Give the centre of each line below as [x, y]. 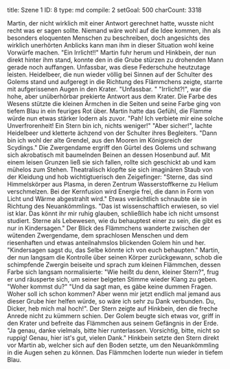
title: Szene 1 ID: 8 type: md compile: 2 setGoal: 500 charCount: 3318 [105, 10]
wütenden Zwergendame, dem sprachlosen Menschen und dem [98, 235]
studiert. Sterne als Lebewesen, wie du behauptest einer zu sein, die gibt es [114, 221]
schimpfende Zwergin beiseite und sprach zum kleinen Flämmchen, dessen [114, 265]
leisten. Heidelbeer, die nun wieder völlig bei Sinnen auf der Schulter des [110, 74]
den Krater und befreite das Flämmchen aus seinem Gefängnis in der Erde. [113, 323]
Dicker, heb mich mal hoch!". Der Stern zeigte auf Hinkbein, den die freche [113, 308]
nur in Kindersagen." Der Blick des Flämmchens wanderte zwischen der [109, 228]
